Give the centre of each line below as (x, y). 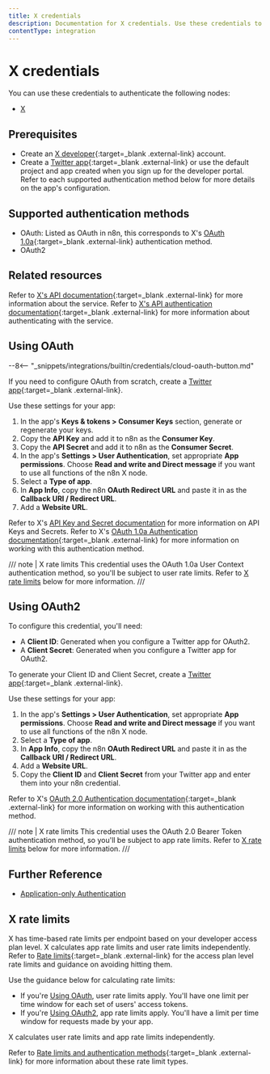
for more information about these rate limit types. (106, 1061)
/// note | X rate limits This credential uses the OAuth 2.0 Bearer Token (125, 832)
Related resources (55, 276)
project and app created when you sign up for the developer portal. (132, 171)
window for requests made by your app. (86, 1021)
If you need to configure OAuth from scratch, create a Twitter (110, 381)
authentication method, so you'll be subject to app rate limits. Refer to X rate (135, 840)
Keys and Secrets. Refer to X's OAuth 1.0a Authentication (103, 531)
